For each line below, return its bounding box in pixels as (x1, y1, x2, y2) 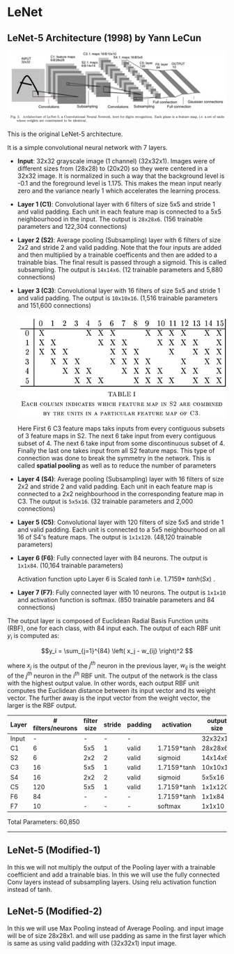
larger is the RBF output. (7, 701, 77, 709)
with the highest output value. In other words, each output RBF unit (7, 678, 200, 687)
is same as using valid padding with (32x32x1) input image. (7, 939, 177, 947)
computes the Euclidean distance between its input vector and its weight (7, 686, 216, 694)
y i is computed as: (7, 631, 60, 641)
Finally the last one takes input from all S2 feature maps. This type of (17, 446, 215, 454)
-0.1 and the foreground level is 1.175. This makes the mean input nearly (17, 179, 222, 188)
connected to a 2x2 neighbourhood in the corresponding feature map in (17, 489, 224, 498)
